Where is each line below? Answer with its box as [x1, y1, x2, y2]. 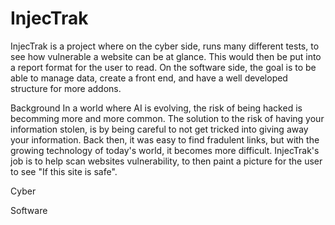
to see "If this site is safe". [10, 165, 118, 177]
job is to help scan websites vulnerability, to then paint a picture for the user [10, 155, 323, 167]
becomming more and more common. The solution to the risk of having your [10, 112, 325, 124]
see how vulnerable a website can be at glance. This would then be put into [10, 50, 322, 62]
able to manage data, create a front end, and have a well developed [10, 72, 288, 84]
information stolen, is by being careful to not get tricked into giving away [10, 123, 309, 135]
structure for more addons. [10, 82, 122, 94]
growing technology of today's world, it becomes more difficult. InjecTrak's [10, 144, 320, 156]
